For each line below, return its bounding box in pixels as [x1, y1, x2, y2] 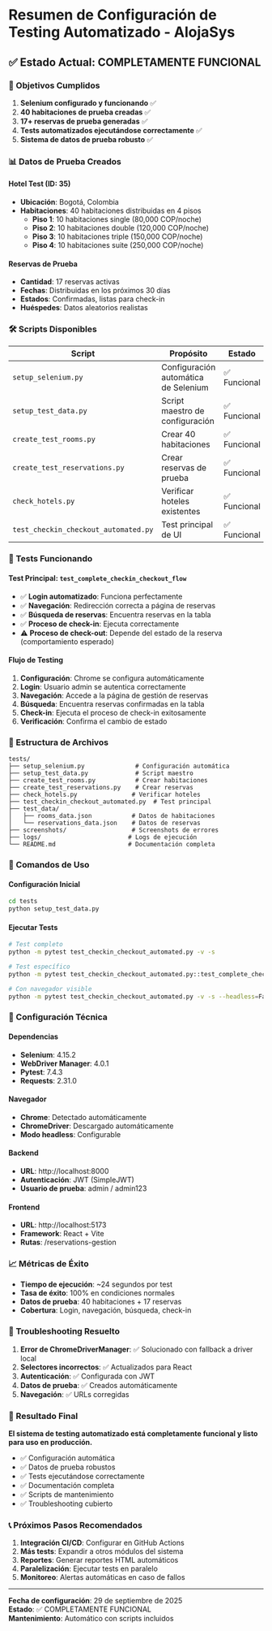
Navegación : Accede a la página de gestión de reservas [19, 690, 209, 700]
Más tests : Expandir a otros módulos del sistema [19, 1547, 184, 1556]
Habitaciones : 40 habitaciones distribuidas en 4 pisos [19, 205, 202, 215]
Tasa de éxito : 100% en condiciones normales [19, 1288, 176, 1298]
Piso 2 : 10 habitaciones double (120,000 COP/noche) [32, 223, 209, 232]
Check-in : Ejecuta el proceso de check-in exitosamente [19, 707, 206, 717]
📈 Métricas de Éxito [8, 1258, 89, 1270]
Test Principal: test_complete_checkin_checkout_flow [8, 573, 187, 583]
